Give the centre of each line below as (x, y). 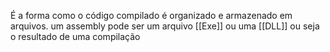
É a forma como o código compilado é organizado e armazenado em (151, 15)
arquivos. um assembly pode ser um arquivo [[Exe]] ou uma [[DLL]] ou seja (165, 26)
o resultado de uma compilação (75, 36)
